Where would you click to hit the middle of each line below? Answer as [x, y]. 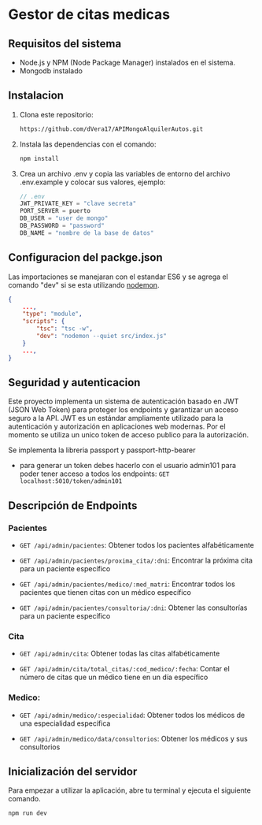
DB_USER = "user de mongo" [64, 218]
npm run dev [28, 813]
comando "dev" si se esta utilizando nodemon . [84, 284]
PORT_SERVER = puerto [55, 211]
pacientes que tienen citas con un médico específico [105, 592]
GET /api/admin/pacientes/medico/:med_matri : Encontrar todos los [127, 584]
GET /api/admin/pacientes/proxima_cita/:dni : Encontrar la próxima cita [136, 560]
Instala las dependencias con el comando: [88, 144]
